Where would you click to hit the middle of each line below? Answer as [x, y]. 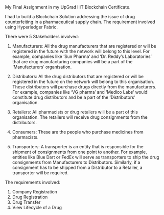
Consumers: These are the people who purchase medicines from [78, 132]
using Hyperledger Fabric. [31, 27]
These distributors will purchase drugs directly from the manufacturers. [84, 87]
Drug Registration [30, 197]
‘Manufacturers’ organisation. [42, 67]
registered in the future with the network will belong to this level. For [81, 51]
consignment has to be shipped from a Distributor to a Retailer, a [77, 167]
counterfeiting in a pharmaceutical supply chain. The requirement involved [80, 22]
